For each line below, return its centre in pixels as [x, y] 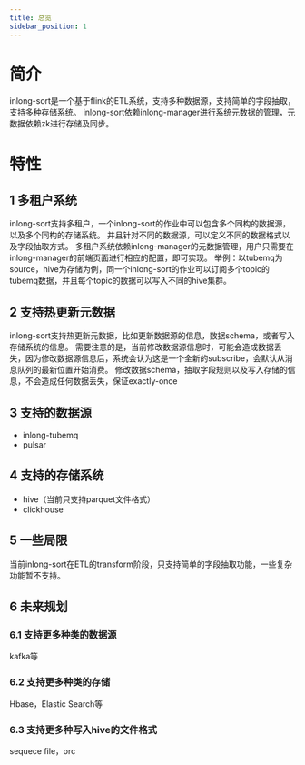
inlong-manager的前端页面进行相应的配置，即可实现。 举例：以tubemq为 [146, 258]
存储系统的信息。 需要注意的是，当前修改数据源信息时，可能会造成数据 [142, 347]
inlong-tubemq [50, 435]
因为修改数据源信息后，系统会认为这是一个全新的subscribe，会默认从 [155, 358]
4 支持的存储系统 [57, 475]
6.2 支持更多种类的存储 [60, 682]
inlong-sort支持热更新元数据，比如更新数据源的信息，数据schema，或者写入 [152, 336]
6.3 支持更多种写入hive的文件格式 [83, 730]
